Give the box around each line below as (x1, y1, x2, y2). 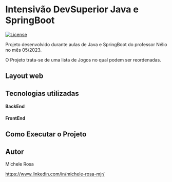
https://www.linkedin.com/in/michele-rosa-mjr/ (5, 171, 105, 177)
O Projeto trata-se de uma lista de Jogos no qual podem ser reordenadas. (5, 56, 162, 63)
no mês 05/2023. (5, 47, 42, 53)
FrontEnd (5, 115, 26, 121)
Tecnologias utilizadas (5, 89, 79, 98)
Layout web (5, 72, 44, 80)
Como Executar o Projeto (5, 130, 87, 139)
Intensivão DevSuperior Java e (5, 4, 139, 15)
